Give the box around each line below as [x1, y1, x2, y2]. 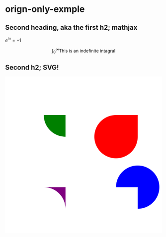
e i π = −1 [5, 36, 21, 43]
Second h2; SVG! [5, 63, 59, 71]
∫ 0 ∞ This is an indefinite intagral [51, 47, 116, 55]
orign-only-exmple [5, 3, 85, 15]
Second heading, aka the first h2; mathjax [5, 23, 138, 32]
